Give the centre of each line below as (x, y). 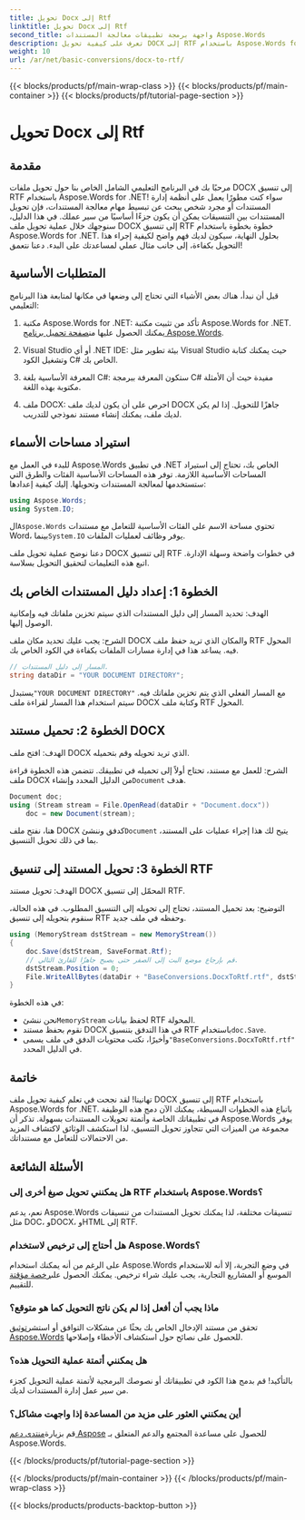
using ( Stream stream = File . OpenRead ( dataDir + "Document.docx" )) (140, 805)
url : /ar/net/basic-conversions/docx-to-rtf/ (97, 60)
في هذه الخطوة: (37, 1003)
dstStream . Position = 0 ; (73, 968)
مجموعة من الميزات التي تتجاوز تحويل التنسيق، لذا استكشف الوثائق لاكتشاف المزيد (149, 1128)
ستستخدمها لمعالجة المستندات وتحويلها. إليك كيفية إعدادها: (108, 484)
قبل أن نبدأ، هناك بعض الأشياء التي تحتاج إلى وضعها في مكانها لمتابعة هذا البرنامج (144, 295)
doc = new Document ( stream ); (81, 813)
